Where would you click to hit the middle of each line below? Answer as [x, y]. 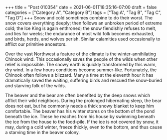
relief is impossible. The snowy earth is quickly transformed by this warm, [81, 65]
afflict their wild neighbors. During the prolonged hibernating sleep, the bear [83, 101]
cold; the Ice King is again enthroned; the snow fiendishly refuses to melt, [81, 28]
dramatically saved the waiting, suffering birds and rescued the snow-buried [84, 80]
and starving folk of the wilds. [36, 86]
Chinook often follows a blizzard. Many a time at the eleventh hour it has [79, 75]
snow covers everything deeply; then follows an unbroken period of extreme [84, 23]
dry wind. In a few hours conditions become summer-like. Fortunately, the [81, 70]
